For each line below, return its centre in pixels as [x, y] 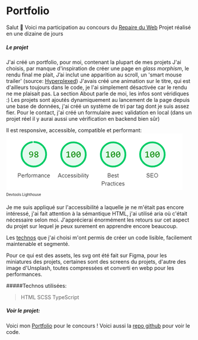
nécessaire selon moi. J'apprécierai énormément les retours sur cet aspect [98, 220]
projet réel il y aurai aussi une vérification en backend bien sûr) [83, 118]
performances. [24, 274]
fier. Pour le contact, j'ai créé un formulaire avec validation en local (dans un [99, 112]
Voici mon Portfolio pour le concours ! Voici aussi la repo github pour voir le [98, 325]
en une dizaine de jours [35, 33]
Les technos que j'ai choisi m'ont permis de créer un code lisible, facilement [99, 238]
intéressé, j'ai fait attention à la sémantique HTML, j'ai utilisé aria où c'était [97, 213]
